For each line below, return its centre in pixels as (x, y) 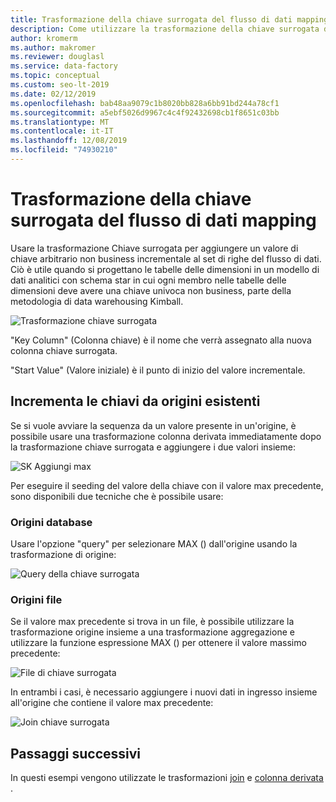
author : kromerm (44, 38)
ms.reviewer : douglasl (57, 57)
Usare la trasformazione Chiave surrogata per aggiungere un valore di (154, 248)
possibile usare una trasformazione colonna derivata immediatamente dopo (166, 436)
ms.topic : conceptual (55, 76)
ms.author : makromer (53, 47)
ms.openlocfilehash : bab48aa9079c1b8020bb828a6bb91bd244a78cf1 (145, 103)
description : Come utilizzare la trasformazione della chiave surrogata (165, 29)
